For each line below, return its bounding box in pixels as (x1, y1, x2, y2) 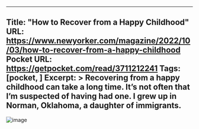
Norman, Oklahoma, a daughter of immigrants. (6, 101, 182, 111)
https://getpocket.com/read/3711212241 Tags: (6, 63, 181, 74)
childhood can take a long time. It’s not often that (6, 82, 191, 92)
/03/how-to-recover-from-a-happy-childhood (6, 45, 181, 55)
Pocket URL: (6, 54, 52, 64)
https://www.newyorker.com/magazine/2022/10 (6, 36, 191, 46)
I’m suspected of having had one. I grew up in (6, 91, 177, 101)
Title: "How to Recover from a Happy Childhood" (6, 17, 190, 27)
